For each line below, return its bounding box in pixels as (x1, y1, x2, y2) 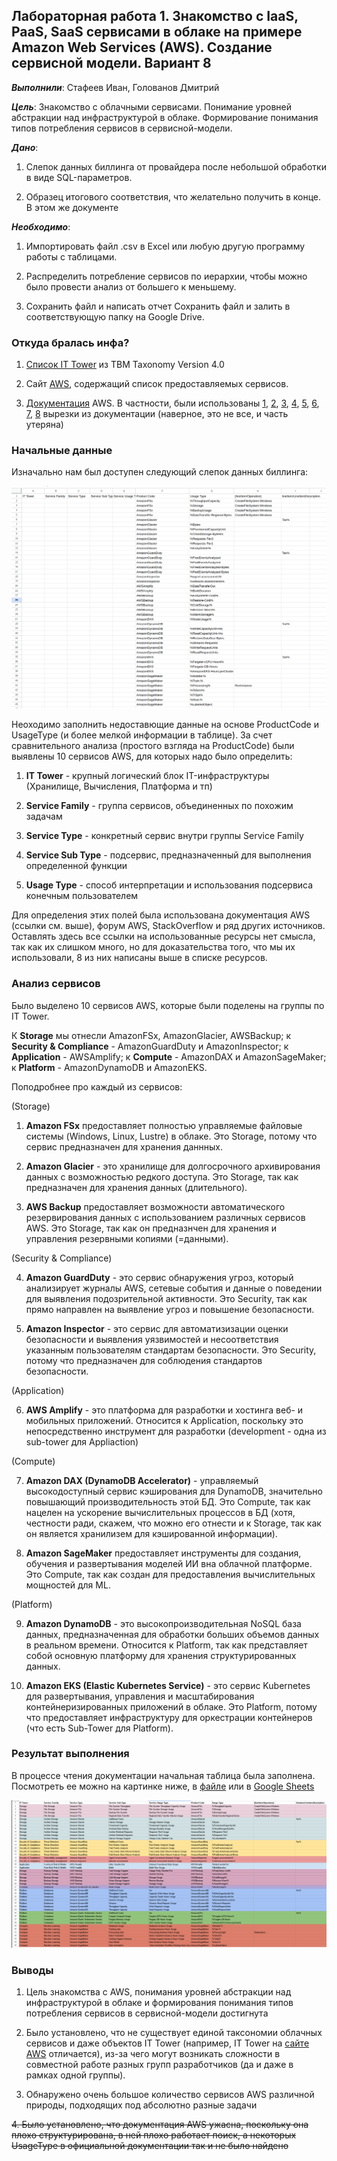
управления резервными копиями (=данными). (25, 1232, 229, 1244)
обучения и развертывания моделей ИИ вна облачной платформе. (25, 1557, 313, 1569)
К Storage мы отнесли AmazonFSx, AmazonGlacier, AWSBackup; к (11, 1029, 292, 1041)
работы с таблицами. (25, 250, 118, 263)
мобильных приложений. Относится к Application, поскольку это (25, 1414, 304, 1426)
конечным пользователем (25, 890, 139, 902)
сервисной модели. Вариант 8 (11, 55, 212, 72)
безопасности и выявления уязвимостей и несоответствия (25, 1333, 279, 1345)
